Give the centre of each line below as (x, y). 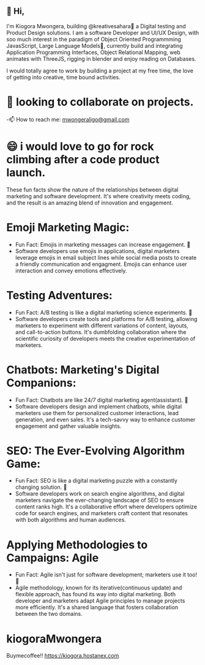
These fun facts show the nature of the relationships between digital (92, 189)
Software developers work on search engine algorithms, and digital (100, 494)
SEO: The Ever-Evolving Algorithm (96, 450)
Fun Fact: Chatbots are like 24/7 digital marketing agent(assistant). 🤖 (102, 400)
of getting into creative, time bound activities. (63, 77)
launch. (26, 172)
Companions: (41, 383)
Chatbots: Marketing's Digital (83, 370)
